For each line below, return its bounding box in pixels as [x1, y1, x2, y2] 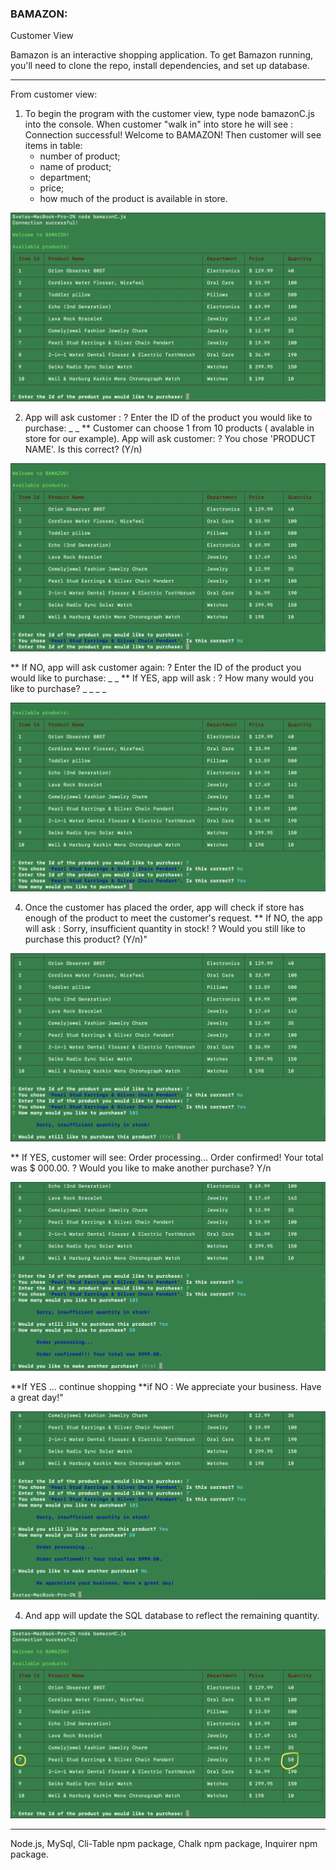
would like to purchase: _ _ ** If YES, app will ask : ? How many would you [10, 672, 315, 684]
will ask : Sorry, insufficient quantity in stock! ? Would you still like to [24, 922, 306, 934]
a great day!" [10, 1391, 64, 1403]
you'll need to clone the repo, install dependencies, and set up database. [10, 60, 310, 72]
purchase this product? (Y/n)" [24, 933, 148, 945]
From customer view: [10, 88, 98, 101]
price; [39, 182, 65, 194]
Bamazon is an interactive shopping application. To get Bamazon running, [10, 49, 314, 61]
